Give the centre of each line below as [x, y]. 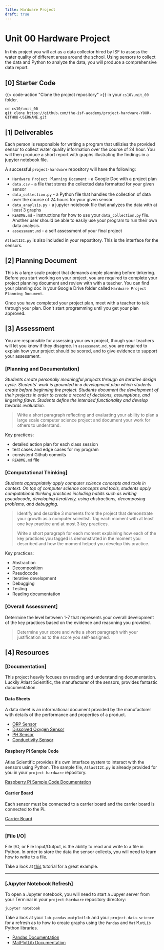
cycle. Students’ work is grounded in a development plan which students [78, 384]
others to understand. [39, 425]
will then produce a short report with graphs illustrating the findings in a [77, 155]
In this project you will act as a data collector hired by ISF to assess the [76, 52]
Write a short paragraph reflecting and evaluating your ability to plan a [88, 415]
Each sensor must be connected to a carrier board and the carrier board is [80, 804]
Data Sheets [18, 698]
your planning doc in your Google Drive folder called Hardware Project [76, 288]
